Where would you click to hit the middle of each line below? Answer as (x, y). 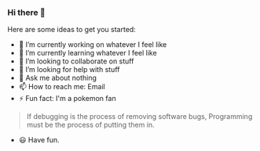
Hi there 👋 (27, 13)
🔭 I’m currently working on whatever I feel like (93, 45)
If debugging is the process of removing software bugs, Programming (139, 117)
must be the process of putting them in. (90, 125)
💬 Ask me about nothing (58, 78)
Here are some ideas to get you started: (72, 30)
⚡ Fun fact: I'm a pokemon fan (67, 99)
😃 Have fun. (39, 140)
